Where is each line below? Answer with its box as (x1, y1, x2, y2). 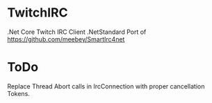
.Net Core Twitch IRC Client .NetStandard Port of (7, 28, 147, 36)
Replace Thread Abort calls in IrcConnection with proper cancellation (7, 82, 205, 91)
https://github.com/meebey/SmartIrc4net (7, 35, 125, 43)
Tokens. (7, 89, 30, 97)
